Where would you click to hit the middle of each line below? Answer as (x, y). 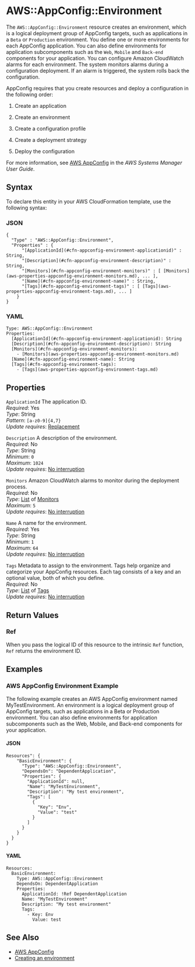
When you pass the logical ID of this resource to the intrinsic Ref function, (95, 644)
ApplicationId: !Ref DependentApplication (74, 894)
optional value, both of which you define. (55, 578)
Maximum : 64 (22, 548)
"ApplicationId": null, (56, 781)
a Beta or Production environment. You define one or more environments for (97, 39)
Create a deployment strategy (50, 140)
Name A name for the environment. (47, 523)
